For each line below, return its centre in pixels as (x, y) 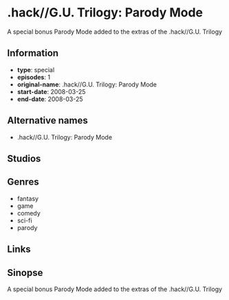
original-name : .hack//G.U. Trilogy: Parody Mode (87, 84)
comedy (29, 213)
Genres (23, 182)
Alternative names (47, 120)
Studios (24, 158)
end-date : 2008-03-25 (50, 99)
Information (33, 53)
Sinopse (25, 273)
